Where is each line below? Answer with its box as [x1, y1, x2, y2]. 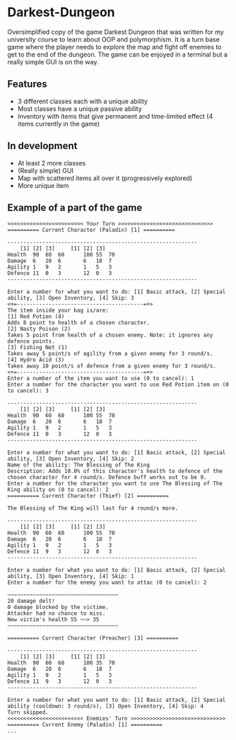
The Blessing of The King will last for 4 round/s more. [7, 505, 179, 512]
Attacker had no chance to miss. [7, 610, 106, 617]
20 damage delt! [7, 598, 55, 605]
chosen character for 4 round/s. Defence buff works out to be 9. [7, 474, 207, 481]
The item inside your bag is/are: [7, 307, 110, 315]
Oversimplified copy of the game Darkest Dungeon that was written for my [7, 28, 224, 36]
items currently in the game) [17, 119, 100, 128]
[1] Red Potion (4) [7, 313, 65, 320]
